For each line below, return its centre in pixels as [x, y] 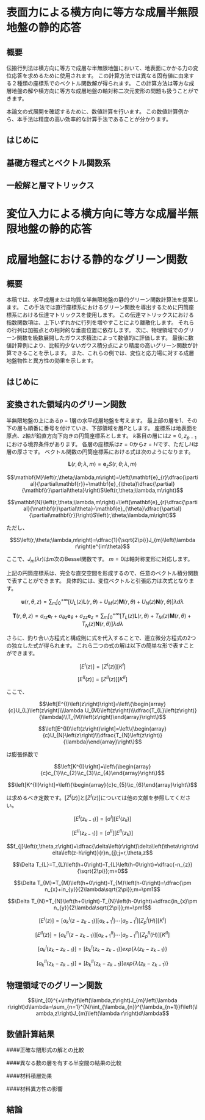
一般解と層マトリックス [50, 186]
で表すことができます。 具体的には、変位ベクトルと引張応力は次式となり [98, 580]
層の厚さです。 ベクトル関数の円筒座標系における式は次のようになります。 [100, 452]
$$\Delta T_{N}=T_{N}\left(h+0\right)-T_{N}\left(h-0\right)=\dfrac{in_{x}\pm [103, 901]
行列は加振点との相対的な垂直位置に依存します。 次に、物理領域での [97, 330]
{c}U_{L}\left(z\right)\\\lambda [46, 710]
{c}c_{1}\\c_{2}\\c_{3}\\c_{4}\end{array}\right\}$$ [103, 773]
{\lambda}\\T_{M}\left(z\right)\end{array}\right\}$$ [103, 717]
